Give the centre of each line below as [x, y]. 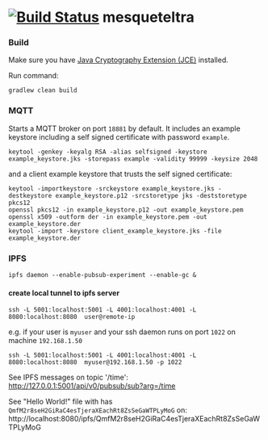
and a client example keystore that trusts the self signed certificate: [120, 174]
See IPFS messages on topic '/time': [69, 377]
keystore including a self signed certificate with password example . [119, 136]
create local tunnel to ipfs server [64, 293]
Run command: [33, 76]
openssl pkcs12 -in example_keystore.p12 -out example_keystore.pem [126, 210]
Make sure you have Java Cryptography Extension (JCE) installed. [118, 60]
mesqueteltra [149, 17]
